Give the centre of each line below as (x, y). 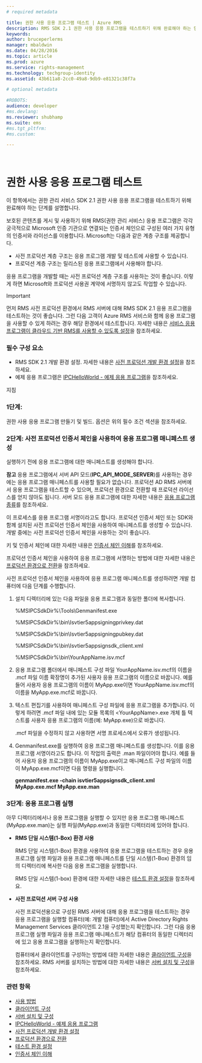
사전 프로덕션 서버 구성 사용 (47, 899)
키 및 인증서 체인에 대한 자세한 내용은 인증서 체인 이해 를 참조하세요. (85, 545)
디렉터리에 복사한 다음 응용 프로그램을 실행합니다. (79, 866)
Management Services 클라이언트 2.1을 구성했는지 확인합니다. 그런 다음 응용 (105, 927)
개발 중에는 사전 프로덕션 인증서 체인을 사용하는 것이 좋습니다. (78, 533)
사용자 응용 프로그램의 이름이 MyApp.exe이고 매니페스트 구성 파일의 (101, 761)
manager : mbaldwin (29, 45)
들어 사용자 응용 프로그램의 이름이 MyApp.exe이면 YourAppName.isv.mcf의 (105, 685)
